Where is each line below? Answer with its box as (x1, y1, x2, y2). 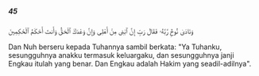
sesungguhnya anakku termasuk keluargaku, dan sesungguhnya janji (8, 50, 234, 59)
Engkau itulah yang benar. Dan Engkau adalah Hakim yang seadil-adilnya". (8, 59, 252, 68)
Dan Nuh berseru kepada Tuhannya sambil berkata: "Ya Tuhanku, (8, 42, 222, 51)
